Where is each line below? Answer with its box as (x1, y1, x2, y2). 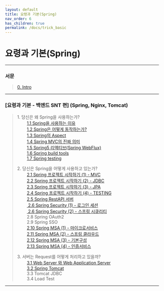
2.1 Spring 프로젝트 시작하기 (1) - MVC (26, 171, 101, 177)
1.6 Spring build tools (26, 150, 69, 156)
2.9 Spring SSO (26, 219, 58, 225)
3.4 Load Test (26, 275, 55, 282)
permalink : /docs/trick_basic (5, 25, 67, 30)
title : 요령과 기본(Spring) (5, 12, 57, 17)
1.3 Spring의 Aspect (26, 132, 66, 138)
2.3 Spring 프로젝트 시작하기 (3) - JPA (26, 184, 101, 190)
